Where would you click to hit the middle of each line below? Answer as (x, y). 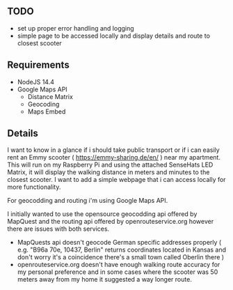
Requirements (38, 65)
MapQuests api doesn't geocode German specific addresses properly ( (119, 243)
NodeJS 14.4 (35, 82)
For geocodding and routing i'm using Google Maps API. (88, 201)
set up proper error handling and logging (75, 28)
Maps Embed (47, 112)
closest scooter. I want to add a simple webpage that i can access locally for (116, 180)
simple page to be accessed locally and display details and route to (114, 36)
